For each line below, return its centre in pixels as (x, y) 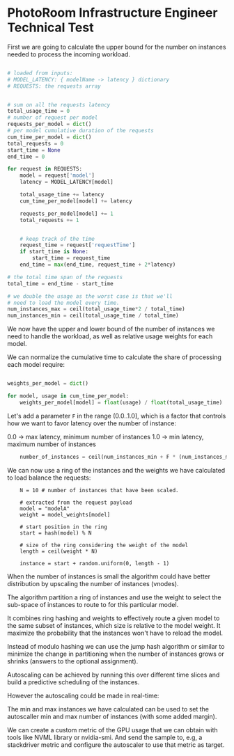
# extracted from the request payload (76, 503)
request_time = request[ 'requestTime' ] (78, 245)
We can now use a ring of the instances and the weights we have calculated (116, 470)
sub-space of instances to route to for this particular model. (93, 604)
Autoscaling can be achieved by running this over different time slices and (114, 675)
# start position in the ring (64, 527)
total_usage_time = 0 (39, 111)
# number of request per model (53, 118)
